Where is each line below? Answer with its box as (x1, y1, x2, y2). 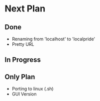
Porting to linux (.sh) (11, 86, 54, 92)
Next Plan (4, 3, 46, 14)
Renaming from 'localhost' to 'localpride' (11, 36, 96, 42)
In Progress (4, 56, 41, 64)
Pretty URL (11, 41, 34, 47)
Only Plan (4, 73, 35, 81)
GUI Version (11, 91, 37, 97)
